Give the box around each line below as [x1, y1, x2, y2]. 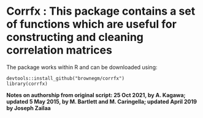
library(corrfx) [6, 81, 48, 87]
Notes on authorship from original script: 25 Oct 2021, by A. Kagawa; [6, 91, 186, 98]
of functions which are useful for [6, 17, 177, 31]
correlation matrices [6, 43, 112, 57]
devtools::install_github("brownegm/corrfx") [6, 75, 124, 81]
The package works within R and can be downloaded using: [6, 63, 158, 71]
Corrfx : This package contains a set [6, 4, 196, 18]
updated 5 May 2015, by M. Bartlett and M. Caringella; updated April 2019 [6, 98, 197, 105]
